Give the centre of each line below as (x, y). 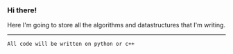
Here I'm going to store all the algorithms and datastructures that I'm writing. (116, 25)
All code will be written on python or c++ (71, 44)
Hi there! (22, 10)
